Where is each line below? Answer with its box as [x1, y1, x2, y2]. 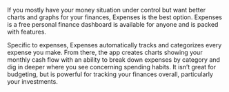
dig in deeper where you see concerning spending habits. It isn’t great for [7, 63, 217, 71]
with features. [7, 27, 47, 36]
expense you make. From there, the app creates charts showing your [7, 48, 203, 56]
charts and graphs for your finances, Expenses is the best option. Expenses [7, 13, 223, 21]
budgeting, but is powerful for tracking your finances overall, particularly [7, 70, 214, 78]
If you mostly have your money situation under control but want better [7, 6, 206, 14]
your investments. [7, 78, 59, 85]
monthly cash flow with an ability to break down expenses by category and [7, 56, 221, 64]
